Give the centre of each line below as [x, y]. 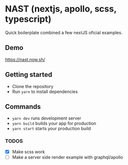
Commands [23, 107]
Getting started [29, 75]
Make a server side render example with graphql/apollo [67, 157]
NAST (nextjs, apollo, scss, [61, 9]
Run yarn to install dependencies [45, 91]
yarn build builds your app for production [54, 123]
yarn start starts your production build [51, 129]
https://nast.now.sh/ [25, 60]
